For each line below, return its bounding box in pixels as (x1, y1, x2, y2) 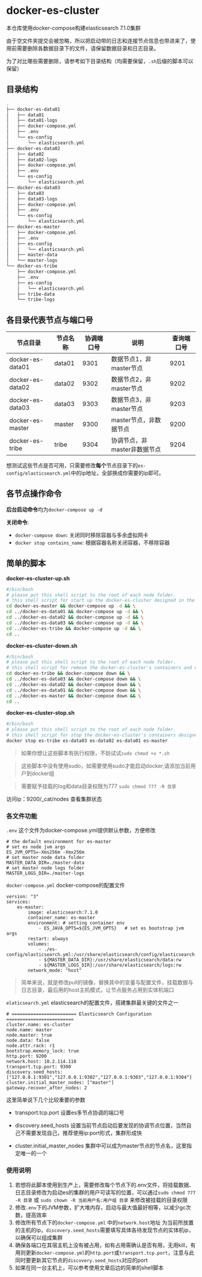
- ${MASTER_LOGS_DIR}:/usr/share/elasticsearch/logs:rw (38, 962, 182, 969)
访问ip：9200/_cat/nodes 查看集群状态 (6, 795, 102, 802)
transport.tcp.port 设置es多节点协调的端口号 (14, 1109, 124, 1116)
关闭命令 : (6, 519, 29, 526)
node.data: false (6, 1037, 50, 1044)
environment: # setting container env (28, 920, 125, 926)
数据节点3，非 (111, 396, 151, 404)
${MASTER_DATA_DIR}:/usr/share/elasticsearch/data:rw (44, 957, 182, 963)
